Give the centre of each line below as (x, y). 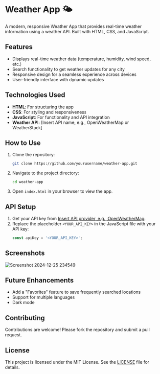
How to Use (23, 143)
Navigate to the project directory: (46, 173)
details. (12, 367)
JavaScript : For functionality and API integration (61, 117)
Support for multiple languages (43, 297)
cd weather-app (28, 182)
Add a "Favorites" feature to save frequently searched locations (76, 292)
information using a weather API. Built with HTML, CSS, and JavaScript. (77, 31)
